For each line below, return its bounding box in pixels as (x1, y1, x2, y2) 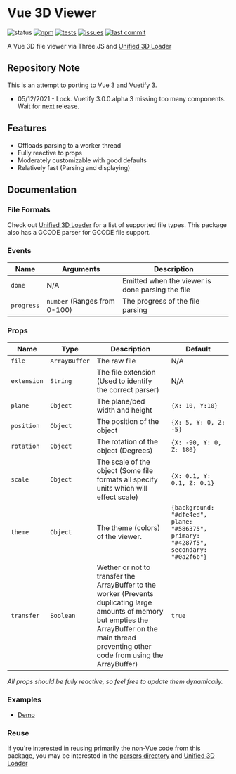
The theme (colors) (96, 522, 160, 532)
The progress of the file (122, 296, 200, 306)
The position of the (96, 416, 159, 426)
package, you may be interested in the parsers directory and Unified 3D (7, 752, 215, 760)
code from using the (96, 650, 164, 660)
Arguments (62, 264, 100, 273)
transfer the (96, 571, 136, 581)
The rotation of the (96, 437, 159, 446)
